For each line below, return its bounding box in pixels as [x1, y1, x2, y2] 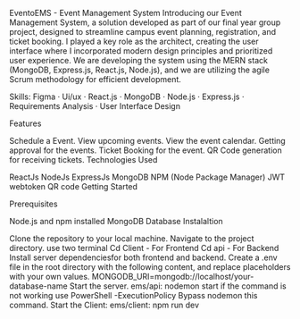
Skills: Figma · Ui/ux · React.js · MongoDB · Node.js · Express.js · [9, 91, 245, 102]
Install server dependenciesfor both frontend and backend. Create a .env [9, 252, 279, 263]
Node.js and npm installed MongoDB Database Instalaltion [9, 216, 223, 226]
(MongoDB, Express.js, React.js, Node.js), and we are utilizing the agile [9, 64, 271, 75]
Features [9, 118, 42, 129]
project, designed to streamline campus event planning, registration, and [9, 27, 277, 37]
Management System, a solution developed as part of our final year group [9, 17, 281, 28]
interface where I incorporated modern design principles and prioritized [9, 46, 273, 56]
